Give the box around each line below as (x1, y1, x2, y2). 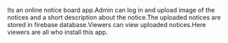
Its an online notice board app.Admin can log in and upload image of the (7, 6, 215, 14)
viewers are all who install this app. (7, 28, 108, 36)
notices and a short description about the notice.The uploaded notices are (7, 13, 222, 21)
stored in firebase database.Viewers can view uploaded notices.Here (7, 21, 206, 28)
